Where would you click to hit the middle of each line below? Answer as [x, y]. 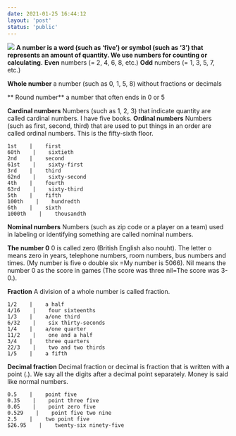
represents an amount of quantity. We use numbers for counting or [107, 55]
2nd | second [36, 159]
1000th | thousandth [47, 214]
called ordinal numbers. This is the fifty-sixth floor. [80, 134]
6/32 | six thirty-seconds [56, 323]
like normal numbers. [38, 382]
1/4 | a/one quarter [47, 329]
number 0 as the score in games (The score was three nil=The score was [113, 271]
